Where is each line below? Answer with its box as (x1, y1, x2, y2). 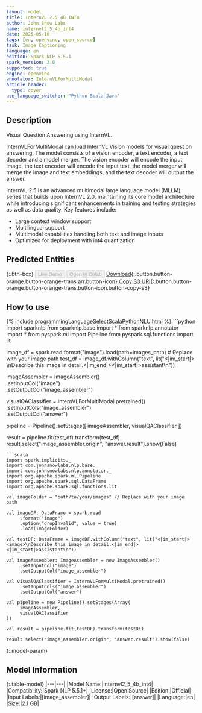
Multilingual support (14, 224, 65, 231)
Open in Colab (69, 271, 102, 278)
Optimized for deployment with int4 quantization (14, 236, 136, 244)
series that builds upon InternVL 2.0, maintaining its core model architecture (6, 193, 195, 200)
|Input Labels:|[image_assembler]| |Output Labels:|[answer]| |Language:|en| (6, 694, 195, 700)
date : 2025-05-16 (6, 31, 50, 37)
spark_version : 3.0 (6, 59, 55, 65)
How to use (6, 302, 49, 312)
